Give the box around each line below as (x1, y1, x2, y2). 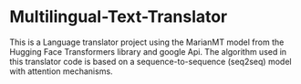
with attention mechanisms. (9, 66, 113, 77)
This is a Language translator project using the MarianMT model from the (9, 37, 285, 47)
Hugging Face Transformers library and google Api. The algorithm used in (9, 46, 287, 57)
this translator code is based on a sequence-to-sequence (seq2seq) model (9, 56, 292, 67)
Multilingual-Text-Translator (9, 6, 228, 27)
